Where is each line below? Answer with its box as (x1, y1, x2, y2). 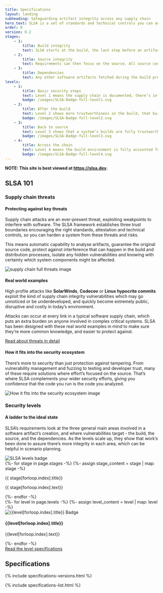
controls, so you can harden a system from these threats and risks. (5, 232, 139, 238)
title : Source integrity (22, 57, 73, 62)
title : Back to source (22, 124, 68, 129)
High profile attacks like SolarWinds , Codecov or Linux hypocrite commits (5, 288, 156, 294)
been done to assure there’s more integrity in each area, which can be (5, 440, 145, 446)
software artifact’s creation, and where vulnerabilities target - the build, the (5, 430, 155, 436)
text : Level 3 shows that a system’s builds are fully (22, 129, 136, 134)
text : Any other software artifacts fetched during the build (22, 75, 151, 80)
